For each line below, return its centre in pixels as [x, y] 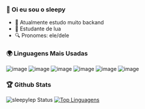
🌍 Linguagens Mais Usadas [47, 54]
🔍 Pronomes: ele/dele [42, 36]
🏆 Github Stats [29, 85]
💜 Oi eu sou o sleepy [36, 10]
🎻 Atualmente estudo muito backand [59, 23]
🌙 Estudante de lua [38, 29]
